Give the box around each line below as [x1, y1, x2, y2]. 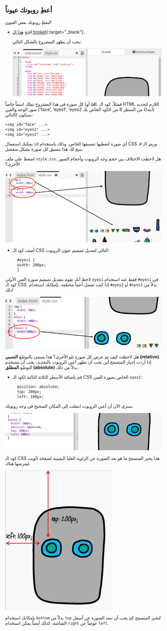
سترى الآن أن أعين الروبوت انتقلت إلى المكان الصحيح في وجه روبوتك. [5, 403, 134, 409]
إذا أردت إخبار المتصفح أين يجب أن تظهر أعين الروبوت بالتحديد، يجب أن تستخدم [5, 359, 152, 365]
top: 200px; [17, 389, 42, 394]
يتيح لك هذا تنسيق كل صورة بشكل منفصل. [5, 146, 83, 152]
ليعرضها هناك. [5, 460, 31, 466]
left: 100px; [17, 394, 44, 399]
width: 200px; [17, 262, 46, 267]
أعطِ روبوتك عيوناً [5, 6, 52, 14]
